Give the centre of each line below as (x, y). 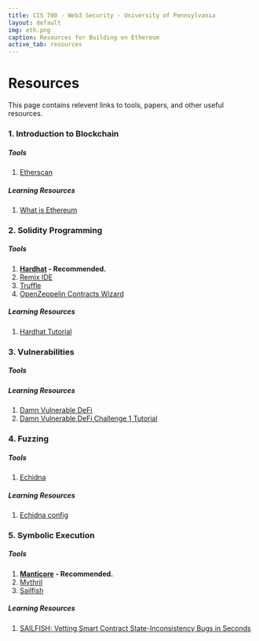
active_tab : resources (45, 45)
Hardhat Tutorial (46, 331)
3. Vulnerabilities (41, 351)
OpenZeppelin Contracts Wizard (71, 293)
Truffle (30, 285)
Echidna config (44, 515)
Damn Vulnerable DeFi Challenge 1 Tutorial (89, 419)
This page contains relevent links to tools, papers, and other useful (116, 105)
